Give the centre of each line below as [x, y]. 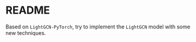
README [28, 10]
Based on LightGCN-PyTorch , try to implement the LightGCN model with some [98, 27]
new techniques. [26, 33]
